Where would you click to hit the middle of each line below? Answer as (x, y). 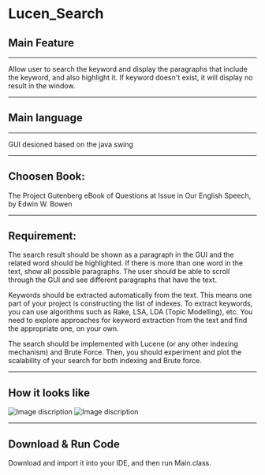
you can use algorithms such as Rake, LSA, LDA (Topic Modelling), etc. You (131, 312)
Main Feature (41, 43)
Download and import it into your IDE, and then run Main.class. (110, 463)
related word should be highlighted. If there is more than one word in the (125, 263)
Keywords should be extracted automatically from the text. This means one (130, 295)
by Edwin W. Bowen (40, 204)
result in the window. (42, 86)
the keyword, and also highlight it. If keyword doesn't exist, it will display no (131, 77)
